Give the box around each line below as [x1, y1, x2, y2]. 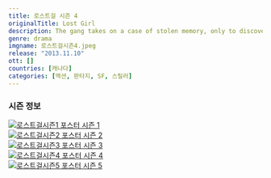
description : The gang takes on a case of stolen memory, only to [8, 27, 236, 35]
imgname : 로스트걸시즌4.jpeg [8, 42, 97, 50]
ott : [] [8, 57, 35, 66]
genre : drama [8, 34, 52, 43]
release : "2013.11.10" [8, 49, 85, 57]
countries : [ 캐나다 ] [8, 65, 73, 73]
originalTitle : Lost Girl [8, 19, 95, 28]
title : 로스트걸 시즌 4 [8, 11, 78, 20]
